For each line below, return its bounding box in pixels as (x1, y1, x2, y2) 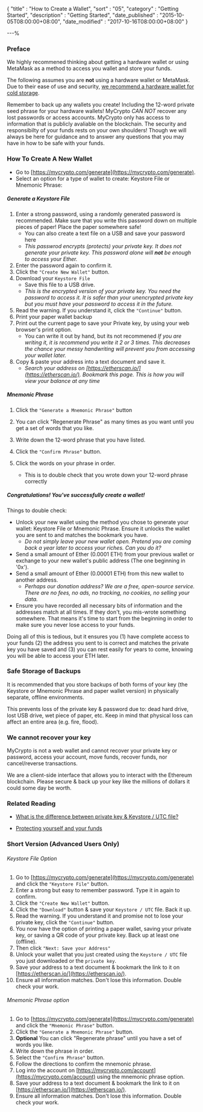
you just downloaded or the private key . (15, 957, 117, 964)
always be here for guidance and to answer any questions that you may (7, 133, 184, 141)
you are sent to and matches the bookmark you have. (15, 531, 148, 538)
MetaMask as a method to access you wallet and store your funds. (7, 65, 172, 72)
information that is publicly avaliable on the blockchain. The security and (7, 120, 187, 127)
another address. (15, 576, 58, 583)
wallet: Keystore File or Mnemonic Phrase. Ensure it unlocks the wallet (15, 525, 190, 532)
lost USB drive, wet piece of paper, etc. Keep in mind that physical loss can (7, 712, 193, 719)
